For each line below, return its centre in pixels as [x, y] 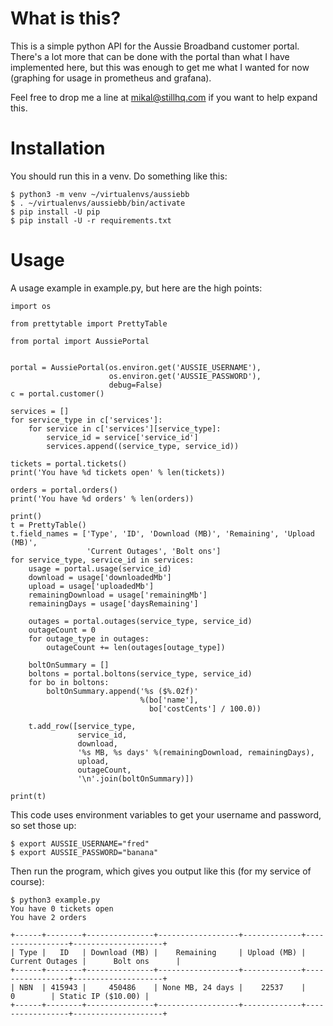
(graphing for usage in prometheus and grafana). [111, 78]
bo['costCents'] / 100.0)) [205, 708]
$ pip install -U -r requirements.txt [91, 220]
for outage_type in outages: [89, 638]
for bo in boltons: [69, 682]
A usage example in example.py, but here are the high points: [136, 288]
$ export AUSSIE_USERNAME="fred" [80, 843]
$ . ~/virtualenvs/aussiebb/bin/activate [98, 203]
